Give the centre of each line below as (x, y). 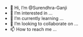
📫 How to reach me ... (33, 29)
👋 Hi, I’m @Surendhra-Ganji (38, 8)
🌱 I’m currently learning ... (37, 18)
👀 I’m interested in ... (31, 13)
